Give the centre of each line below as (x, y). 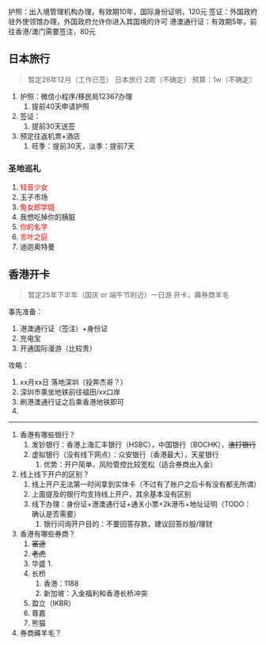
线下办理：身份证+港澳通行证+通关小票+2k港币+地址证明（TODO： (141, 504)
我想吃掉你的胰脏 (47, 217)
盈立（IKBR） (53, 603)
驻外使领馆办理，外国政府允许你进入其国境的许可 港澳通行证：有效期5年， (129, 21)
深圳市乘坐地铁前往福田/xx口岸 (70, 392)
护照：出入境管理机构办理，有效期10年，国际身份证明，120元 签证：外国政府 (133, 12)
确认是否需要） (56, 513)
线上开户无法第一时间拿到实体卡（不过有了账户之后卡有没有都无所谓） (146, 484)
